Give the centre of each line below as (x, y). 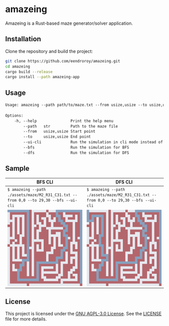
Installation (23, 39)
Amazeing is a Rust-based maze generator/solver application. (69, 23)
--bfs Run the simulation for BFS (76, 148)
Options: (14, 115)
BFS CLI (45, 182)
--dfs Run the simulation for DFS (76, 153)
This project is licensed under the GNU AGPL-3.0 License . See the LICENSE (83, 314)
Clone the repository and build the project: (49, 51)
